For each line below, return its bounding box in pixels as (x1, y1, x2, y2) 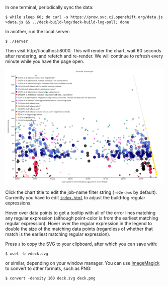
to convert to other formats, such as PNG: (5, 265, 92, 271)
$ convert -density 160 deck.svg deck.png (5, 276, 96, 281)
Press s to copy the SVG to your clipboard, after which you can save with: (5, 241, 157, 247)
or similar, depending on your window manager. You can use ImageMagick (5, 260, 160, 266)
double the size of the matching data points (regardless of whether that (5, 226, 153, 232)
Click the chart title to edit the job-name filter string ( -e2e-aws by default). (5, 189, 157, 195)
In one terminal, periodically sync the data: (5, 5, 94, 10)
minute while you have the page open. (5, 58, 85, 64)
